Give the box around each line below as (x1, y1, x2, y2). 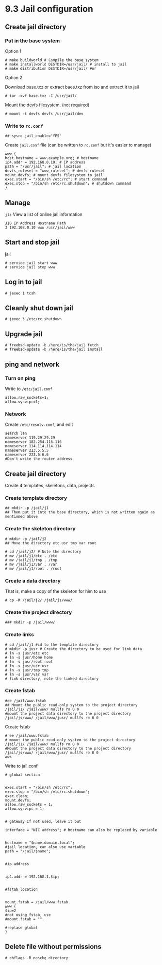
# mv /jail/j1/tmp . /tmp (5, 557, 57, 562)
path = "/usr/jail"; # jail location (5, 164, 81, 169)
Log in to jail (5, 278, 42, 286)
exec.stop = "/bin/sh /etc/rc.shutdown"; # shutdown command (5, 181, 131, 186)
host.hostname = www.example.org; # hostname (5, 156, 98, 161)
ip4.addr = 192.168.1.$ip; (5, 874, 60, 879)
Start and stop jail (5, 238, 60, 246)
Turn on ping (5, 375, 36, 381)
